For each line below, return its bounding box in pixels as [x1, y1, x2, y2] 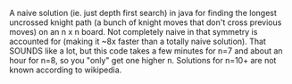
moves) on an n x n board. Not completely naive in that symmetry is [9, 27, 258, 37]
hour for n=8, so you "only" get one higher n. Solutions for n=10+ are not [9, 55, 277, 65]
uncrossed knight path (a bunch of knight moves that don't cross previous [9, 17, 282, 28]
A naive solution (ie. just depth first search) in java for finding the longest [9, 8, 277, 18]
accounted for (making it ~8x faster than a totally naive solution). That [9, 36, 266, 46]
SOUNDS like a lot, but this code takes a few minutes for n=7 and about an [9, 46, 283, 56]
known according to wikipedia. [9, 64, 122, 75]
